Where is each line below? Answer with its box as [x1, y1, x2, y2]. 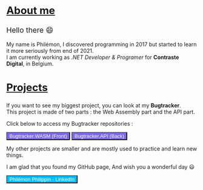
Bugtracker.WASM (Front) [9, 133, 68, 140]
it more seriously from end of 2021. [6, 47, 94, 54]
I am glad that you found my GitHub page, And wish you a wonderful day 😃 [6, 163, 195, 171]
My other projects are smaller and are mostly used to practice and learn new [6, 145, 198, 152]
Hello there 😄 [6, 25, 53, 35]
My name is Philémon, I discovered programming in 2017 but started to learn [6, 41, 197, 48]
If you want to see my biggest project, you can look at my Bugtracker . [6, 102, 181, 109]
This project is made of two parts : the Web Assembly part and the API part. [6, 108, 195, 116]
